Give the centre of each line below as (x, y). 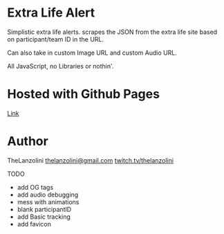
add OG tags (35, 187)
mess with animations (48, 201)
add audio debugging (48, 195)
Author (28, 142)
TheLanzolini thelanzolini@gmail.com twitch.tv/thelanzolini (91, 160)
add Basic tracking (44, 217)
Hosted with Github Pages (84, 94)
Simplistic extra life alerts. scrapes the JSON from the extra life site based (112, 32)
